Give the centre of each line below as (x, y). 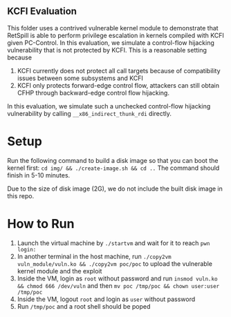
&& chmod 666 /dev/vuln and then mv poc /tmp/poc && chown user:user (118, 285)
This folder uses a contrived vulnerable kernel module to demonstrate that (113, 28)
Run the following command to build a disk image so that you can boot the (113, 160)
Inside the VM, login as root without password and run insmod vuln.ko (117, 278)
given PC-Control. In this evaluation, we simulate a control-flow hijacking (111, 42)
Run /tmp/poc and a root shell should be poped (84, 306)
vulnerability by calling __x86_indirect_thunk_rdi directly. (89, 113)
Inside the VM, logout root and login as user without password (106, 299)
